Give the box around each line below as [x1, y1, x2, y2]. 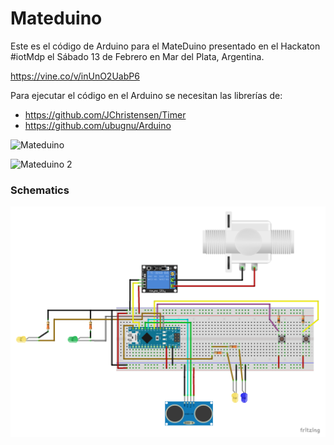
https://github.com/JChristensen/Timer [24, 108, 187, 121]
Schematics [10, 183, 70, 197]
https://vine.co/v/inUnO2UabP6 [10, 70, 140, 82]
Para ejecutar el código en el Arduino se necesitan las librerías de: [10, 89, 283, 101]
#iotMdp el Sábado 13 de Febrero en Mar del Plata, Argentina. [10, 50, 265, 62]
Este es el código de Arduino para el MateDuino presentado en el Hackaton [10, 40, 321, 52]
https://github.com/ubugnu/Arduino [24, 119, 172, 131]
